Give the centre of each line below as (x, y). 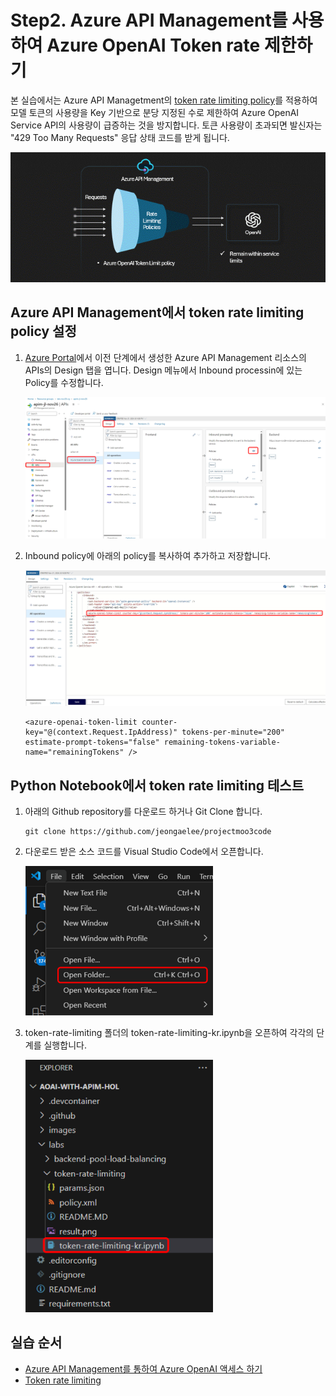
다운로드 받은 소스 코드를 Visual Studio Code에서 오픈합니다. (144, 852)
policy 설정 (43, 331)
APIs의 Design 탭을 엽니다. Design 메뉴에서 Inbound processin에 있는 (163, 370)
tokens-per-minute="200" (233, 732)
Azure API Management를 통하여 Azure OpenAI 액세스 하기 (143, 1368)
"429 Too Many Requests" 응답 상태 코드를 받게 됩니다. (120, 137)
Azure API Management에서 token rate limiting (157, 312)
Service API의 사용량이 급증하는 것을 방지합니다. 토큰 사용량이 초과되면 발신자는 (166, 125)
